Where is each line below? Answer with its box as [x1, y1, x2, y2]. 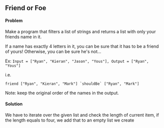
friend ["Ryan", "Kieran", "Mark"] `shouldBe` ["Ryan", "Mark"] [5, 81, 139, 86]
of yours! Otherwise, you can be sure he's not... [5, 49, 102, 54]
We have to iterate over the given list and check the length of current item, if [5, 112, 159, 118]
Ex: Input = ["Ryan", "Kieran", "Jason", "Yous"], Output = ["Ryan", [5, 58, 149, 64]
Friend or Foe [5, 4, 47, 12]
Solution [5, 101, 23, 107]
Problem [5, 17, 23, 24]
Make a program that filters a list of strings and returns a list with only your [5, 28, 156, 34]
